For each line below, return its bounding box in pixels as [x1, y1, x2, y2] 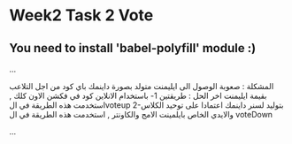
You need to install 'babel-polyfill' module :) [9, 41, 257, 56]
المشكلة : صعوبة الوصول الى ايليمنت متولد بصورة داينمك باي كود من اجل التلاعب [9, 81, 274, 91]
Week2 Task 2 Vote [9, 5, 154, 26]
